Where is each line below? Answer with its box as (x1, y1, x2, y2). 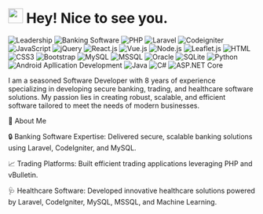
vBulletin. (8, 170, 38, 179)
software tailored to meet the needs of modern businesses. (8, 101, 200, 110)
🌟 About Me (8, 116, 47, 125)
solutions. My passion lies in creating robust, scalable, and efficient (8, 92, 226, 101)
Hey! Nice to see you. (26, 9, 169, 28)
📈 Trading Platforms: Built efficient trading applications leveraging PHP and (8, 158, 253, 168)
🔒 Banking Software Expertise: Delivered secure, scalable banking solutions (8, 131, 253, 141)
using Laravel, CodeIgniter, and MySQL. (8, 142, 137, 153)
